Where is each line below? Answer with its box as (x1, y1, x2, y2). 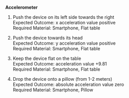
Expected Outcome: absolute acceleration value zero (12, 81, 124, 87)
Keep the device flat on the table (12, 55, 82, 61)
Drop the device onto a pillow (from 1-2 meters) (12, 76, 112, 82)
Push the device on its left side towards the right (12, 14, 115, 20)
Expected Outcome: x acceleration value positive (12, 20, 116, 25)
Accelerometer (5, 5, 38, 10)
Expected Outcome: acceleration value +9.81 (12, 61, 107, 67)
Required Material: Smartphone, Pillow (12, 87, 93, 93)
